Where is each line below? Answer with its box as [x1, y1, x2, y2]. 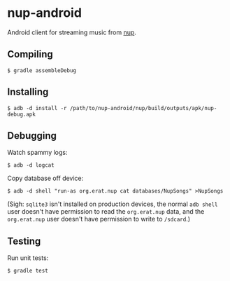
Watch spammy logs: [7, 149, 68, 157]
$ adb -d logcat [7, 162, 55, 169]
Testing [7, 235, 41, 247]
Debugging [7, 130, 57, 142]
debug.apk [7, 111, 36, 118]
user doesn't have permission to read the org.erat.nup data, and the [7, 207, 205, 216]
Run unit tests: [7, 254, 49, 262]
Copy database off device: [7, 174, 84, 183]
